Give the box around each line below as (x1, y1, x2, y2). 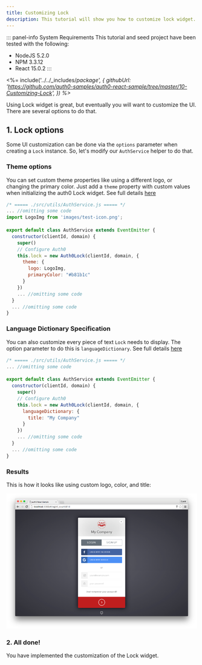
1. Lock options (6, 125, 64, 135)
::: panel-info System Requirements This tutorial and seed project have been (6, 33, 197, 41)
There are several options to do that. (6, 107, 97, 114)
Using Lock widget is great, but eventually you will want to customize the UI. (6, 101, 197, 108)
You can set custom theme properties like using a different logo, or (6, 176, 172, 184)
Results (6, 467, 29, 475)
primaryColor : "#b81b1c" (28, 272, 91, 278)
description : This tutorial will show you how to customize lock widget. (6, 16, 197, 22)
